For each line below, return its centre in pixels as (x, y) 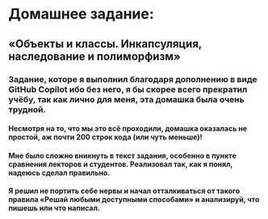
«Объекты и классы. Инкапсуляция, (105, 44)
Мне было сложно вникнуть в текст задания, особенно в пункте (122, 155)
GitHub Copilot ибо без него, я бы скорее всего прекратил (128, 89)
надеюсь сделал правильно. (59, 172)
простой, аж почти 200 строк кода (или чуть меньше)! (105, 137)
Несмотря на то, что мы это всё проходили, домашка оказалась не (128, 129)
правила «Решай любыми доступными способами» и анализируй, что (134, 200)
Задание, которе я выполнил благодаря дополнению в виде (133, 79)
